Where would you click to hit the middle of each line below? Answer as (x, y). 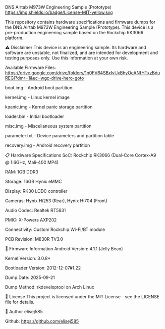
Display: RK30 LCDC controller (36, 191)
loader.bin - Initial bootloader (35, 116)
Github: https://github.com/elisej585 (42, 321)
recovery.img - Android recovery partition (48, 145)
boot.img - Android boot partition (39, 88)
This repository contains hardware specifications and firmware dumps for (80, 22)
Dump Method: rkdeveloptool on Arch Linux (50, 287)
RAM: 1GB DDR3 (22, 172)
